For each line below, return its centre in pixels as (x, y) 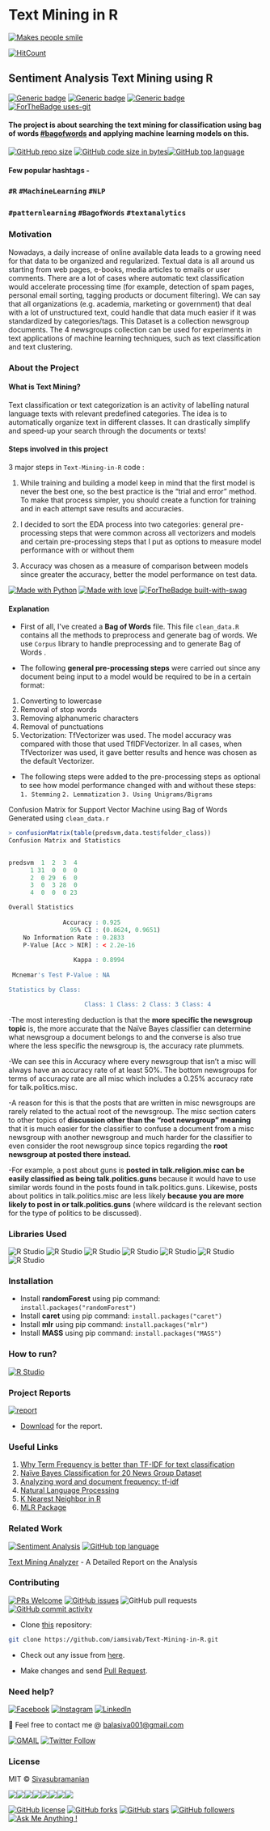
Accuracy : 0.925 (92, 922)
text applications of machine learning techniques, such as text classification (135, 338)
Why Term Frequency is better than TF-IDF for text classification (127, 1464)
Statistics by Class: (45, 990)
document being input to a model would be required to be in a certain (135, 676)
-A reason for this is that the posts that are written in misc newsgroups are (132, 1103)
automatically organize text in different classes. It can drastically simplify (129, 422)
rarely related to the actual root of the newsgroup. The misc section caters (132, 1111)
